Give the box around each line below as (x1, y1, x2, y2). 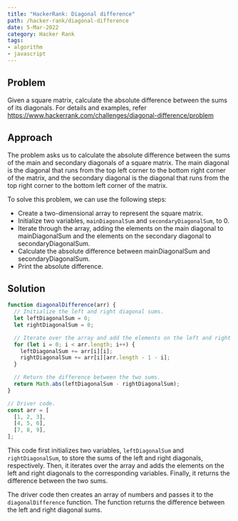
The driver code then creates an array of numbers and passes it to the (7, 490, 214, 499)
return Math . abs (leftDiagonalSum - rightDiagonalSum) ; (14, 380, 180, 388)
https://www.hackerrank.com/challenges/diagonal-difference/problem (7, 111, 214, 119)
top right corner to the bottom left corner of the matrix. (7, 181, 168, 189)
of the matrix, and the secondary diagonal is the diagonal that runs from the (7, 173, 229, 182)
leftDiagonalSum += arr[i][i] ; (20, 347, 113, 354)
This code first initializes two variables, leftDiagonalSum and (7, 446, 184, 455)
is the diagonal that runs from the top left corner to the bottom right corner (7, 166, 226, 174)
